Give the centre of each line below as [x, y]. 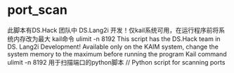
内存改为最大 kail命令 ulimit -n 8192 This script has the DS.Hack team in [117, 39]
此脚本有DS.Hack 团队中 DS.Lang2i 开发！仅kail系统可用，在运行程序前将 [113, 30]
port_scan [38, 10]
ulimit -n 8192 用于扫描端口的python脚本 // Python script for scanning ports [116, 62]
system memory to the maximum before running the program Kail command [117, 54]
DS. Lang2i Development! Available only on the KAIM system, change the [113, 47]
